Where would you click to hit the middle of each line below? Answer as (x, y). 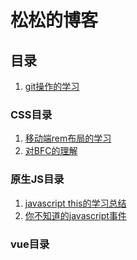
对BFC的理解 (51, 151)
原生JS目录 (37, 179)
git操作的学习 (52, 86)
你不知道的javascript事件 (75, 215)
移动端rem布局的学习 (68, 138)
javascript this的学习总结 (75, 203)
